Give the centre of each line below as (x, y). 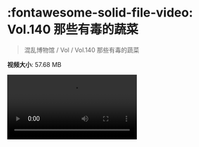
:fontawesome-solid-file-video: (100, 13)
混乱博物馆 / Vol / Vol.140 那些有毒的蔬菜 (82, 50)
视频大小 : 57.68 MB (35, 64)
